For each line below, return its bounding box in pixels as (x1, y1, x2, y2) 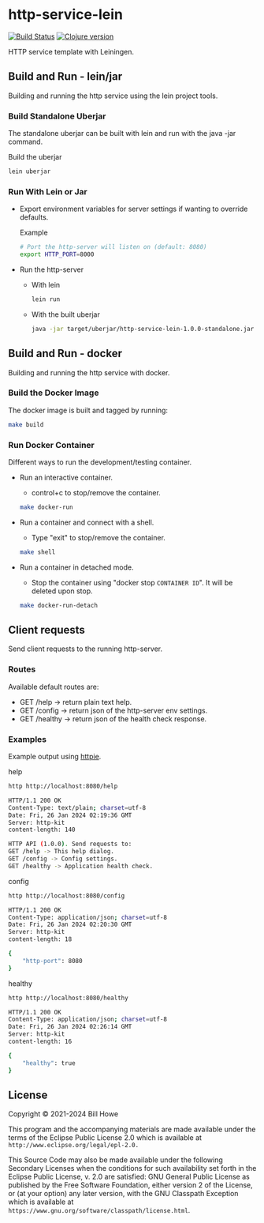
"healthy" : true (22, 1059, 76, 1067)
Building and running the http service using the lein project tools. (8, 91, 218, 100)
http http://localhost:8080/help (8, 782, 118, 791)
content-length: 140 (8, 826, 76, 834)
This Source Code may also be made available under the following (8, 1155, 223, 1165)
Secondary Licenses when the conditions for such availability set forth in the (8, 1164, 257, 1173)
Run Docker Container (8, 439, 95, 450)
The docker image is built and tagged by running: (8, 405, 168, 415)
